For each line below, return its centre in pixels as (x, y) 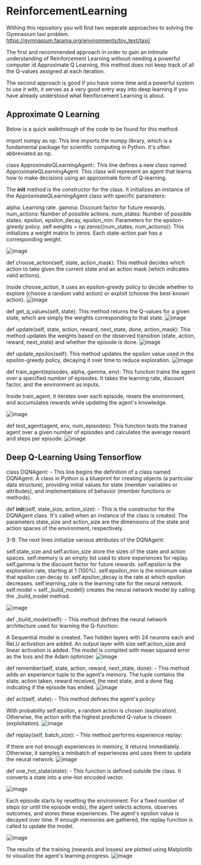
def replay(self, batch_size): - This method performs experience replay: (94, 735)
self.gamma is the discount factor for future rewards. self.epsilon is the (94, 564)
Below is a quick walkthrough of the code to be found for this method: (92, 129)
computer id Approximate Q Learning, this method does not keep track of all (100, 65)
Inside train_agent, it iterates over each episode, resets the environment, (95, 396)
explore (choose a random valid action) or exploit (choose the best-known (98, 293)
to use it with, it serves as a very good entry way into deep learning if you (97, 89)
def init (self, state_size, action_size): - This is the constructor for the (91, 509)
